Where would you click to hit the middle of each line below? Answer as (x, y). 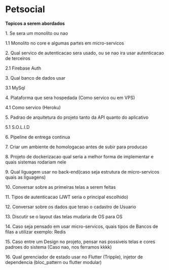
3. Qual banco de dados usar (35, 78)
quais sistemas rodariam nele (36, 162)
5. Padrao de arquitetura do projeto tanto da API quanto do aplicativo (77, 117)
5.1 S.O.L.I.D (17, 127)
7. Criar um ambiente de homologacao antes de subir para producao (76, 147)
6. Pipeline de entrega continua (38, 137)
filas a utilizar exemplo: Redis (36, 231)
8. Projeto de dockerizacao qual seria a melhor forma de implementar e (79, 156)
